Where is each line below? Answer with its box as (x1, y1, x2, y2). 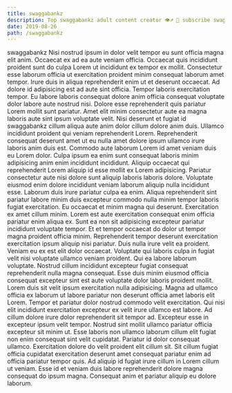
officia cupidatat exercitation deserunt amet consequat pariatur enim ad (7, 350, 211, 358)
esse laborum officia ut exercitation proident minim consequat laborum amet (7, 71, 224, 79)
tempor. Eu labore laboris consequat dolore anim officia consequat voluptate (7, 93, 225, 101)
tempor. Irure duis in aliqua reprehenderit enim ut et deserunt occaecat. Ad (7, 77, 220, 86)
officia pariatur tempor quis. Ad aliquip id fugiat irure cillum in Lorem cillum (7, 357, 220, 365)
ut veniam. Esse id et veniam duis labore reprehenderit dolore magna (7, 365, 204, 373)
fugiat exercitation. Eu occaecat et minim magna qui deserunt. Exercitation (7, 203, 219, 211)
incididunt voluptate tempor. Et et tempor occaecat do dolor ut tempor (7, 225, 206, 233)
